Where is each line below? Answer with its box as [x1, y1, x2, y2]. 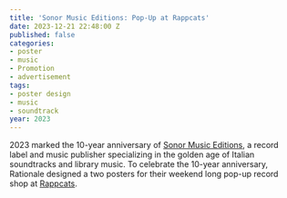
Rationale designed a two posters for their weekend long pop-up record [9, 169, 279, 180]
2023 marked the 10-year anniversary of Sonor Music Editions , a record [9, 140, 280, 151]
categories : [9, 38, 55, 48]
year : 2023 [9, 114, 51, 124]
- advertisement [9, 73, 71, 82]
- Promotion [9, 64, 55, 74]
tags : [9, 81, 30, 90]
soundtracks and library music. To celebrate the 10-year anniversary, [9, 159, 269, 170]
